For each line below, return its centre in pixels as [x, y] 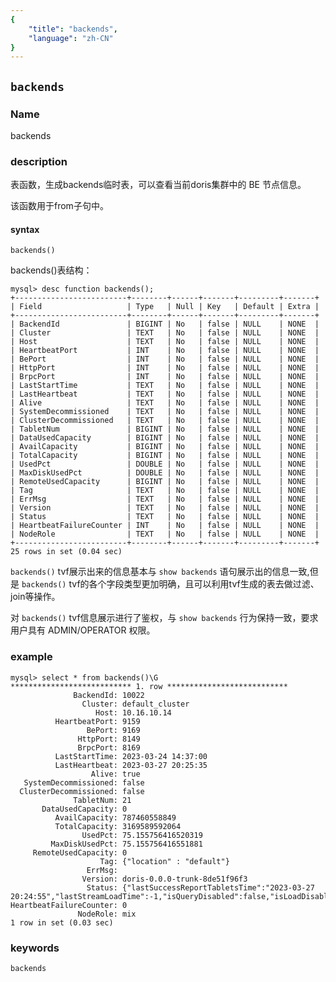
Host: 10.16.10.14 [133, 712]
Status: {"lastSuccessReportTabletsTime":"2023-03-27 [200, 887]
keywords [35, 948]
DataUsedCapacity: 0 [84, 809]
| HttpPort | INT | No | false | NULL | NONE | [165, 368]
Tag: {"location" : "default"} [164, 861]
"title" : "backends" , [73, 29]
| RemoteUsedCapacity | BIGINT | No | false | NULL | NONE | [165, 482]
